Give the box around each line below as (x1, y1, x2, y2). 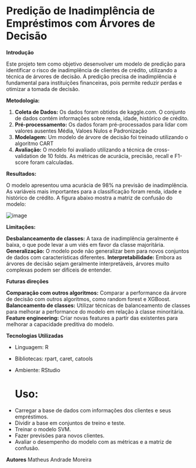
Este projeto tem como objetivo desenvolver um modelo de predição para (6, 60, 185, 67)
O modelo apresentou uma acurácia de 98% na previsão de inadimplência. (6, 182, 188, 189)
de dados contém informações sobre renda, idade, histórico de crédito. (14, 114, 189, 122)
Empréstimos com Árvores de (6, 17, 156, 30)
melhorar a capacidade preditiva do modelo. (6, 321, 114, 328)
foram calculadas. (30, 159, 74, 166)
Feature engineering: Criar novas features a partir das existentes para (6, 314, 178, 321)
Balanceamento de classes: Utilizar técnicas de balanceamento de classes (6, 302, 191, 309)
